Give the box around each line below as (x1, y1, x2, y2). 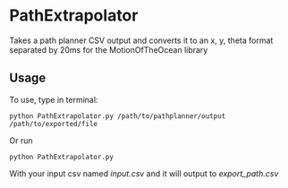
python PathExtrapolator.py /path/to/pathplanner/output (9, 111, 226, 121)
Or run (9, 135, 33, 146)
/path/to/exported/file (9, 119, 98, 128)
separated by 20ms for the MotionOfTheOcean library (9, 44, 208, 55)
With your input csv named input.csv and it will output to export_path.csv (9, 167, 279, 179)
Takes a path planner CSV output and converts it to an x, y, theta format (9, 35, 274, 46)
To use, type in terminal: (9, 94, 98, 105)
